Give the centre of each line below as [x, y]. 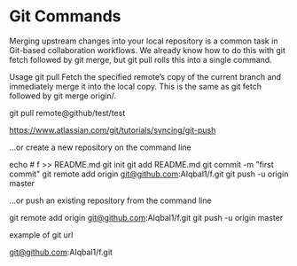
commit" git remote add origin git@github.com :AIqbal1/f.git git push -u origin [149, 174]
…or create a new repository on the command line [101, 147]
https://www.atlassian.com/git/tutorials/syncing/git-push [113, 129]
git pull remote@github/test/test [67, 113]
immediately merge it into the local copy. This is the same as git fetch [135, 86]
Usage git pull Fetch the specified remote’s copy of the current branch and [145, 76]
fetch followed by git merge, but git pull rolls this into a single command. [141, 59]
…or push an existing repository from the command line [110, 200]
